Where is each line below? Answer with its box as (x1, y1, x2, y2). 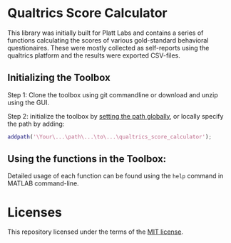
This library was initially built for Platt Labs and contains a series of (7, 28, 204, 37)
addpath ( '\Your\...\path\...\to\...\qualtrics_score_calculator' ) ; (7, 133, 212, 140)
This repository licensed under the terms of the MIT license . (7, 227, 184, 236)
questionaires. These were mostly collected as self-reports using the (7, 43, 210, 52)
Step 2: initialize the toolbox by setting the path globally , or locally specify (7, 112, 224, 120)
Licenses (7, 204, 63, 220)
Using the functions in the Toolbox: (7, 153, 167, 165)
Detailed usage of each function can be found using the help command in (7, 172, 224, 180)
